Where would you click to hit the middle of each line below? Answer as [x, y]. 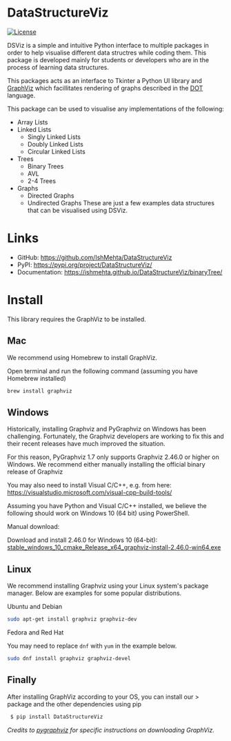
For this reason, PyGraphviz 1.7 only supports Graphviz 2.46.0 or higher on [113, 457]
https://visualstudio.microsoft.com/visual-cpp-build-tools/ [90, 493]
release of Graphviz [35, 472]
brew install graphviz [40, 391]
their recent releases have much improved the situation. [86, 444]
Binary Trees [46, 166]
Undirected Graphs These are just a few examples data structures [121, 203]
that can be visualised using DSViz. [78, 210]
